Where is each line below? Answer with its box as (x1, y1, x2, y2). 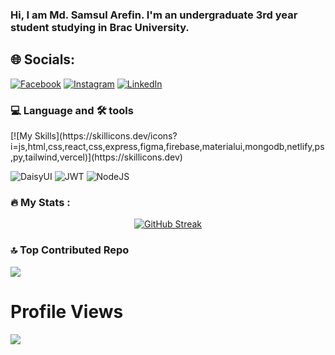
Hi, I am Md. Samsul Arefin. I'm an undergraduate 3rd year (10, 8, 298, 22)
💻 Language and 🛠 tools (10, 103, 134, 117)
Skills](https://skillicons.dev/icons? (34, 130, 178, 142)
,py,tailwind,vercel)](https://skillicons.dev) (10, 151, 183, 163)
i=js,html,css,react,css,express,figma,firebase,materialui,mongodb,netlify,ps (10, 141, 325, 153)
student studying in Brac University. (10, 20, 190, 34)
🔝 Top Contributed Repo (10, 243, 130, 257)
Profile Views (10, 300, 124, 323)
